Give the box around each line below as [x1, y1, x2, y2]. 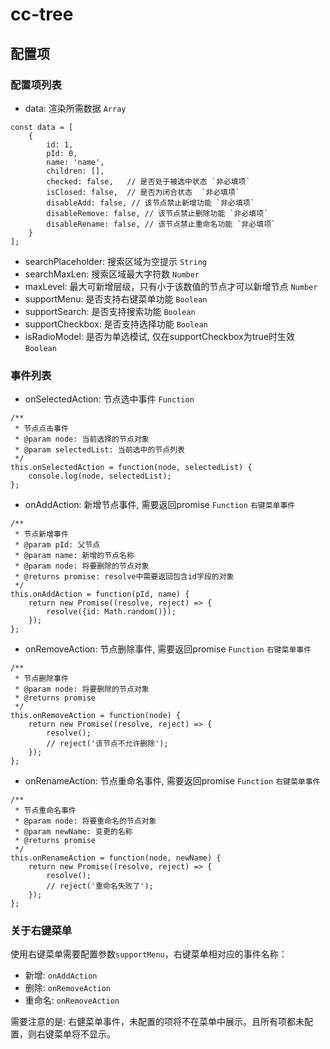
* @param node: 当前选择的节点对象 [14, 434, 150, 445]
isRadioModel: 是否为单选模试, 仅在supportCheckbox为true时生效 [24, 330, 296, 342]
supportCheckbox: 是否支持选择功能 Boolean [24, 318, 208, 330]
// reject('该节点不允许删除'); [46, 739, 169, 749]
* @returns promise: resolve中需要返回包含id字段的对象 [14, 572, 235, 582]
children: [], [46, 166, 105, 176]
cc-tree [10, 3, 74, 26]
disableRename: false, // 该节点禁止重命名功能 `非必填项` [46, 219, 277, 229]
